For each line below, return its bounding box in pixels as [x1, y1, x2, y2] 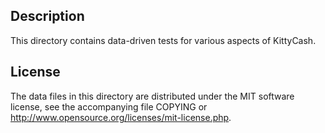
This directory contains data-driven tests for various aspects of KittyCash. [10, 34, 317, 46]
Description [10, 8, 85, 25]
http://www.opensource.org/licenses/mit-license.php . [10, 111, 232, 123]
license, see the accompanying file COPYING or [10, 100, 208, 113]
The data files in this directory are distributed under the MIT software [10, 90, 295, 102]
